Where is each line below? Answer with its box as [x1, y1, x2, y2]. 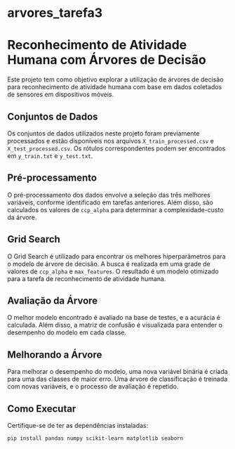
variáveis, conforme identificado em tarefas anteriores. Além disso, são [7, 198, 214, 207]
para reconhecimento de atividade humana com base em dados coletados [7, 83, 222, 91]
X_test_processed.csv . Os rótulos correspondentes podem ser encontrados [7, 144, 226, 152]
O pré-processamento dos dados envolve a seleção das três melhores [7, 190, 210, 199]
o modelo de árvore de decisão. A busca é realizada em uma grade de [7, 259, 210, 268]
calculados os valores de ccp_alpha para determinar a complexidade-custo [7, 205, 224, 214]
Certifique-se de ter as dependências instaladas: [7, 422, 149, 429]
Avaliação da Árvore [7, 294, 98, 306]
